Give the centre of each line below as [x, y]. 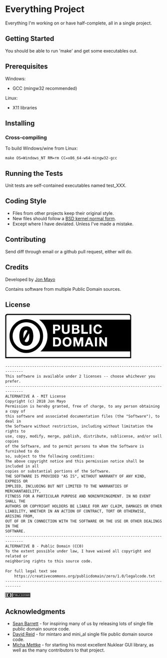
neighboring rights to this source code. [49, 561]
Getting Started [30, 39]
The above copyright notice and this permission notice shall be [74, 461]
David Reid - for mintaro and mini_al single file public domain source [82, 634]
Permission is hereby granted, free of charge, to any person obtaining [82, 406]
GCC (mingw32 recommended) [45, 88]
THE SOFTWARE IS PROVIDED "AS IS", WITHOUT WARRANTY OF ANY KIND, [76, 476]
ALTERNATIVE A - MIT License [35, 396]
